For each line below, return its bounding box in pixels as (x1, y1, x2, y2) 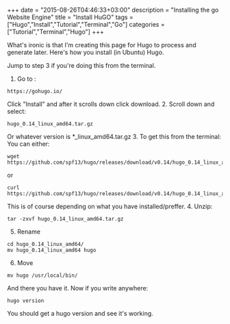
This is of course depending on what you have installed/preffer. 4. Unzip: (7, 202, 213, 210)
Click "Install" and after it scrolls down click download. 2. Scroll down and (7, 100, 215, 108)
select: (7, 108, 26, 115)
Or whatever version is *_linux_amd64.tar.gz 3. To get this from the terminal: (7, 133, 221, 140)
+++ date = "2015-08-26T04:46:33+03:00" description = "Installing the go (7, 6, 219, 14)
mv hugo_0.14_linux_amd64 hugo (7, 247, 97, 253)
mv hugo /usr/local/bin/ (7, 272, 78, 279)
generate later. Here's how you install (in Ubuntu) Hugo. (7, 48, 164, 56)
